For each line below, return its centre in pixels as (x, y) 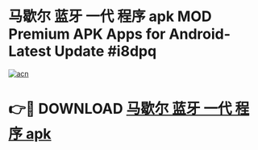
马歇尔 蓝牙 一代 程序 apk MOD (110, 17)
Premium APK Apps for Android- (120, 34)
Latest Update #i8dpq (83, 51)
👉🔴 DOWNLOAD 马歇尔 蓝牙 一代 (120, 109)
